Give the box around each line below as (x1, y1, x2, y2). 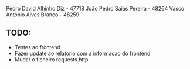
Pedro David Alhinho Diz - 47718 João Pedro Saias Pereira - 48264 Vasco (6, 5, 185, 12)
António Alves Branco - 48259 (6, 11, 80, 18)
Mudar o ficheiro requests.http (14, 56, 89, 63)
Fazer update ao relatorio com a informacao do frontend (14, 50, 151, 57)
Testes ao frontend (14, 43, 60, 50)
